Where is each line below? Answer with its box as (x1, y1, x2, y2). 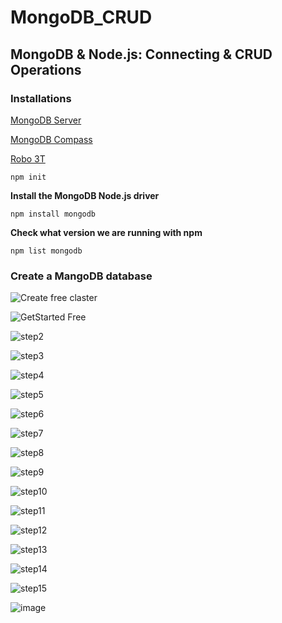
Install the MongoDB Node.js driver (10, 189, 160, 201)
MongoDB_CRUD (10, 6, 153, 29)
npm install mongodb (10, 209, 97, 219)
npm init (10, 172, 47, 182)
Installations (10, 91, 72, 105)
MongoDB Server (10, 114, 82, 126)
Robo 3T (10, 152, 46, 165)
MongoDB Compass (10, 133, 93, 145)
